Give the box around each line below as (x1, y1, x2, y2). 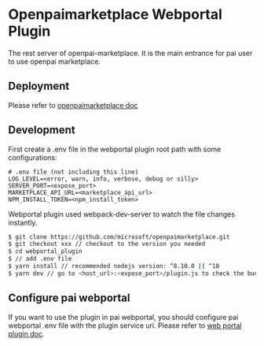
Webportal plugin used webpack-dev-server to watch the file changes (8, 209, 236, 218)
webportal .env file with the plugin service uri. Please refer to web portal (8, 321, 242, 330)
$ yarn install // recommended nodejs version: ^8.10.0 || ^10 (8, 262, 220, 270)
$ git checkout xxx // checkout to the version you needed (8, 240, 206, 248)
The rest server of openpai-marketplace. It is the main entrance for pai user (8, 48, 253, 58)
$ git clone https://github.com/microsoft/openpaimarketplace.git (8, 233, 230, 241)
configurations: (8, 152, 57, 162)
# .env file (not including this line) (8, 168, 139, 176)
